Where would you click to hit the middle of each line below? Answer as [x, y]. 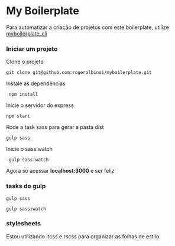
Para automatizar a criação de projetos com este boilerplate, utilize [88, 27]
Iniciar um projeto [32, 48]
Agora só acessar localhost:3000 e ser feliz [60, 171]
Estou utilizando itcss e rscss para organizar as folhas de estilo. [83, 236]
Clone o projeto [25, 62]
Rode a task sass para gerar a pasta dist [55, 127]
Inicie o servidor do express [40, 105]
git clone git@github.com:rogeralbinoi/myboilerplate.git [79, 73]
